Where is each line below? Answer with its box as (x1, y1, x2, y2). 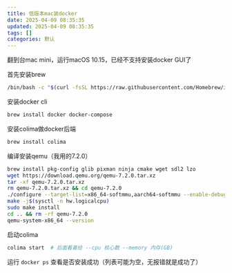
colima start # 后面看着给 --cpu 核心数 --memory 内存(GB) (7, 244, 173, 251)
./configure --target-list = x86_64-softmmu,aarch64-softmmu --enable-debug (7, 191, 227, 198)
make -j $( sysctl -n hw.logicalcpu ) (7, 198, 110, 205)
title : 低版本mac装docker (7, 10, 78, 17)
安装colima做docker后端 (7, 124, 77, 133)
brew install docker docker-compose (7, 111, 113, 118)
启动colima (7, 230, 39, 238)
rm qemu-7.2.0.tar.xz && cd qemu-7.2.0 (7, 185, 122, 192)
